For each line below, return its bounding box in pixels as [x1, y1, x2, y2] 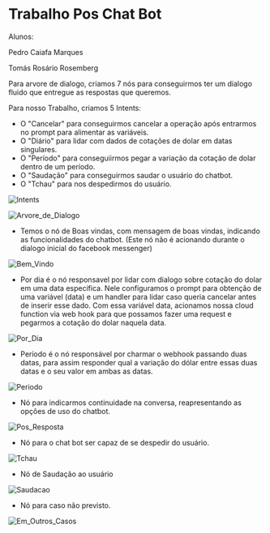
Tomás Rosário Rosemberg [8, 62, 99, 73]
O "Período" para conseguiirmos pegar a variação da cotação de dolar [19, 153, 256, 163]
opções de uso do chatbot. [19, 406, 111, 416]
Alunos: [8, 32, 34, 41]
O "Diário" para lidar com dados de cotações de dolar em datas [19, 135, 233, 146]
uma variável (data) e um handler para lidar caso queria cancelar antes [19, 292, 257, 301]
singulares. [19, 144, 58, 154]
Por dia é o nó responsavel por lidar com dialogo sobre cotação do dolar [19, 275, 262, 284]
